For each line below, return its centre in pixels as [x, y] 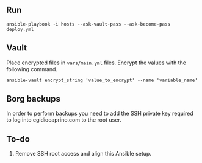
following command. [32, 69]
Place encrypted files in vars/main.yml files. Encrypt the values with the [96, 63]
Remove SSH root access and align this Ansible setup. [83, 154]
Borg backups [34, 99]
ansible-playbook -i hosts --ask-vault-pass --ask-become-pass [88, 24]
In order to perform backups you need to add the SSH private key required [100, 113]
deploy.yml [20, 29]
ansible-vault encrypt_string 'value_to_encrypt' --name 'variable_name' [102, 80]
